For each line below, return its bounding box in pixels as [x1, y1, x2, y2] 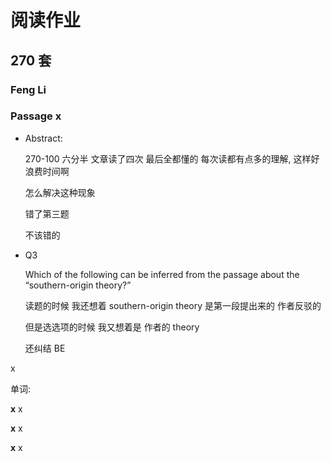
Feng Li [10, 82, 47, 96]
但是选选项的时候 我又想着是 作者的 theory [24, 321, 200, 333]
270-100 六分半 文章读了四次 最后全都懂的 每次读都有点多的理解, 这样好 [24, 152, 320, 165]
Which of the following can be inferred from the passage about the [24, 268, 300, 280]
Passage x [10, 109, 62, 123]
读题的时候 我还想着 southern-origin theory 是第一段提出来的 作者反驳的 [24, 299, 322, 311]
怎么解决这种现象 [24, 186, 96, 198]
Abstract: [24, 132, 63, 144]
